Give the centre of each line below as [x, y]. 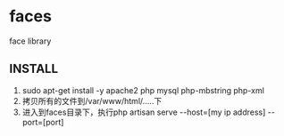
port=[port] [43, 122]
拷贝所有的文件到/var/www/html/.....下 [92, 100]
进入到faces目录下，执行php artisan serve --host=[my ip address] [144, 112]
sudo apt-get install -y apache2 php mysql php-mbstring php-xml [143, 90]
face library [30, 41]
